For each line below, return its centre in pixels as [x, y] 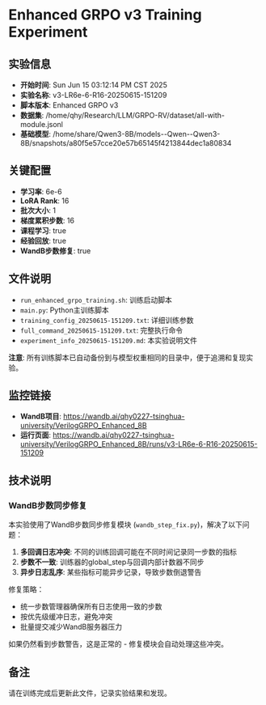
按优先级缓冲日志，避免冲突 [66, 617]
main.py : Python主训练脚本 [64, 310]
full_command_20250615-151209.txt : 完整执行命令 [101, 330]
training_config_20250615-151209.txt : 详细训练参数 [107, 320]
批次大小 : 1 [38, 210]
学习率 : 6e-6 [41, 191]
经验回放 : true [43, 240]
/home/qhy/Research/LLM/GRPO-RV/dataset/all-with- [135, 115]
